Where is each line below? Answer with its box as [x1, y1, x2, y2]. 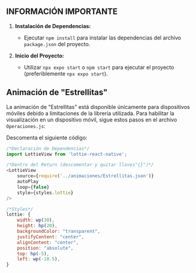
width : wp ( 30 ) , [17, 217, 55, 223]
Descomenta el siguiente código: [6, 134, 88, 141]
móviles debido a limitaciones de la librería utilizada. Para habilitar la [6, 110, 175, 117]
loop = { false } [17, 184, 50, 190]
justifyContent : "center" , [17, 233, 85, 240]
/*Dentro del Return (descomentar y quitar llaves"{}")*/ [6, 162, 154, 168]
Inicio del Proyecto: [14, 52, 65, 59]
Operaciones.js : [6, 122, 46, 129]
